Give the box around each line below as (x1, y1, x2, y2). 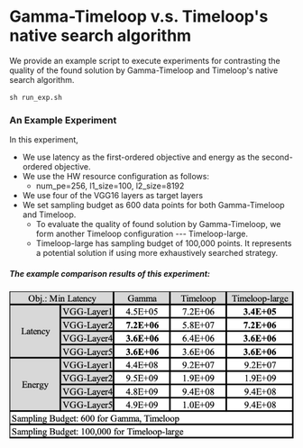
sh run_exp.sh (9, 93, 63, 102)
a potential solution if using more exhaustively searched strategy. (35, 248, 278, 259)
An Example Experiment (9, 114, 117, 126)
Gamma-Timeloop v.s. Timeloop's (9, 6, 269, 27)
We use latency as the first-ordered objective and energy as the (22, 151, 260, 163)
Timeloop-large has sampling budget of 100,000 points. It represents (35, 238, 292, 249)
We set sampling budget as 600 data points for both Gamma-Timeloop (22, 200, 285, 211)
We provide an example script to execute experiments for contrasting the (9, 55, 281, 66)
